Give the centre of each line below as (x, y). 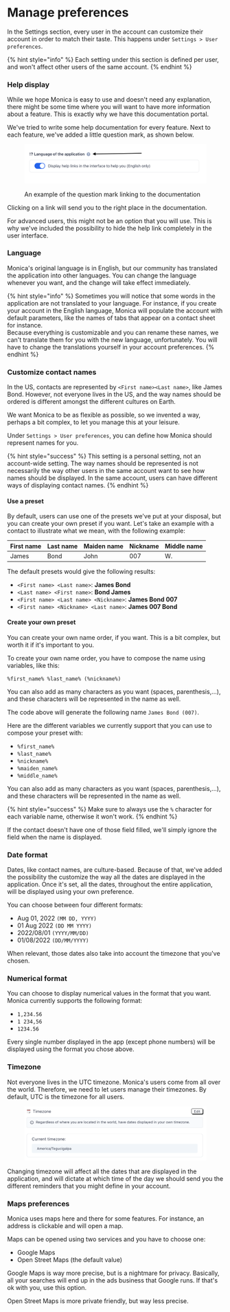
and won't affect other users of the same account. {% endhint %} (100, 67)
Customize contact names (52, 372)
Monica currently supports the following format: (75, 1001)
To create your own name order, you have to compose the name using (106, 658)
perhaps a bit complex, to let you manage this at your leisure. (93, 422)
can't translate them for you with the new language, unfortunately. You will (112, 339)
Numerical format (37, 978)
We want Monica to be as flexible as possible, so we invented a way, (104, 415)
